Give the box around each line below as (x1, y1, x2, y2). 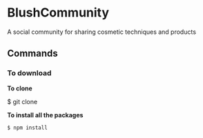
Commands (7, 48, 59, 59)
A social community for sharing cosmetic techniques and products (7, 28, 197, 36)
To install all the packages (7, 110, 84, 119)
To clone (7, 84, 32, 92)
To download (7, 68, 52, 78)
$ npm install (7, 124, 48, 131)
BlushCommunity (7, 5, 109, 21)
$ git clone (7, 97, 38, 106)
